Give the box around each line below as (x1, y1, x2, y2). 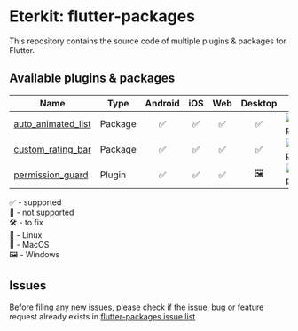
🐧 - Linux (9, 229, 43, 240)
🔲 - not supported (9, 207, 74, 217)
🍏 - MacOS (9, 239, 50, 249)
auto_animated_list (13, 117, 91, 130)
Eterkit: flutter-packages (9, 6, 196, 27)
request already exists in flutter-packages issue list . (9, 311, 198, 321)
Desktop (240, 97, 278, 109)
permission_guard (13, 169, 89, 181)
